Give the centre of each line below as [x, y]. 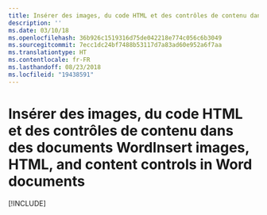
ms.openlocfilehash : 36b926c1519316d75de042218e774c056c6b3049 [115, 38]
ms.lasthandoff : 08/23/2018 [55, 67]
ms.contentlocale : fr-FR [49, 60]
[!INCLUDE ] [27, 203]
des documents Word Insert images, [129, 147]
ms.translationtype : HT [48, 52]
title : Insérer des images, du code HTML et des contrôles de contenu [128, 15]
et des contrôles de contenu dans [121, 131]
